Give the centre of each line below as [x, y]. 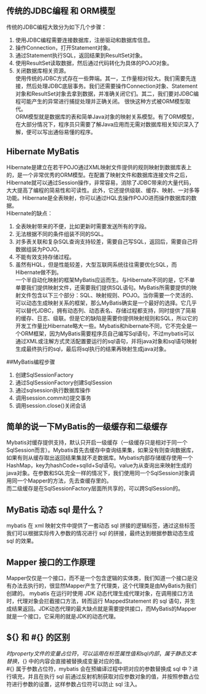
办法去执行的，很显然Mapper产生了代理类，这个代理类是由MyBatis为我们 [104, 586]
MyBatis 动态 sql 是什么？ [55, 510]
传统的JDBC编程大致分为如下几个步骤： [57, 27]
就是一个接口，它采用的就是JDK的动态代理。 [63, 616]
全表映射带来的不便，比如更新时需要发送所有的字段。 [82, 226]
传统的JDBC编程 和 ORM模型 [61, 11]
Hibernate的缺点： [30, 213]
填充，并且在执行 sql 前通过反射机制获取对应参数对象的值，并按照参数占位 [105, 676]
